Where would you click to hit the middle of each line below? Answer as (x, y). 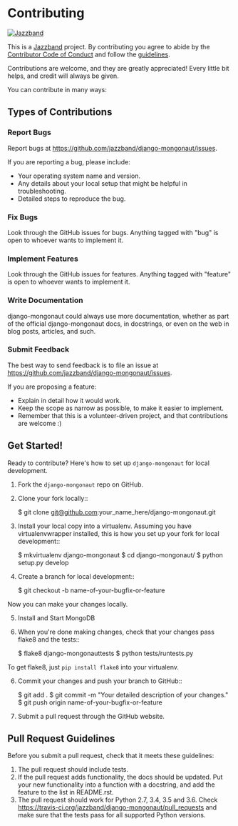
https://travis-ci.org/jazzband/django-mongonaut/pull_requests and (117, 807)
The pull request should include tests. (73, 770)
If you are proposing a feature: (52, 387)
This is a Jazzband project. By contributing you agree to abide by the (109, 46)
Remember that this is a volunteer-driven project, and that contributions (123, 415)
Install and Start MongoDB (56, 618)
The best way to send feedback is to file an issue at (83, 365)
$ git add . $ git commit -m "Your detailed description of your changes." (123, 695)
